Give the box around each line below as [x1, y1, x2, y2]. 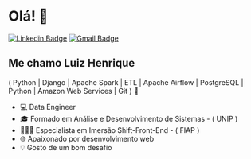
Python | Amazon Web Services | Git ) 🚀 [8, 86, 139, 95]
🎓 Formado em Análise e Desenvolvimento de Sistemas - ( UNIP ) [19, 114, 238, 123]
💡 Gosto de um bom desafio [19, 142, 112, 152]
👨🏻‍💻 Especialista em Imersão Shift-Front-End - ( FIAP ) [19, 125, 200, 134]
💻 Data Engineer [19, 102, 76, 111]
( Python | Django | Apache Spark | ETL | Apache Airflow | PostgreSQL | [8, 77, 245, 87]
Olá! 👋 [8, 7, 49, 25]
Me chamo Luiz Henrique [8, 56, 135, 70]
